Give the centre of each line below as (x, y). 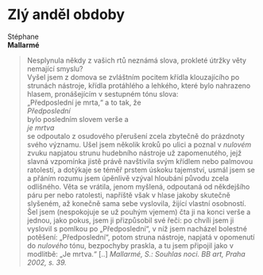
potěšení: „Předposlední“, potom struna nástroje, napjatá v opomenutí (141, 237)
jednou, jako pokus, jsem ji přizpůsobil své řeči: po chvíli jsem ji (130, 220)
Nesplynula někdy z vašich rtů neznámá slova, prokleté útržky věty (137, 60)
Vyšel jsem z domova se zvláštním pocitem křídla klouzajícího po (133, 77)
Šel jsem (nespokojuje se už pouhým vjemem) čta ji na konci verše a (139, 212)
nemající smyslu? (55, 68)
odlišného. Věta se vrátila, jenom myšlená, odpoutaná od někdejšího (138, 186)
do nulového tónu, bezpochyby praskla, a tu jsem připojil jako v (130, 245)
